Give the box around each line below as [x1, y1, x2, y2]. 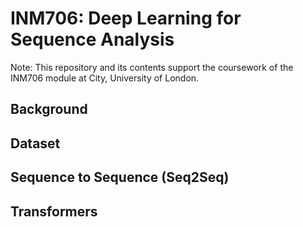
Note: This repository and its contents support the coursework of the [10, 61, 294, 73]
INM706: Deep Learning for [10, 7, 242, 30]
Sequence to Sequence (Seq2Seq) [10, 169, 230, 186]
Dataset [10, 135, 61, 152]
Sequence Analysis [10, 28, 175, 51]
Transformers [10, 203, 98, 220]
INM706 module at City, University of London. [10, 72, 200, 84]
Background [10, 101, 88, 118]
